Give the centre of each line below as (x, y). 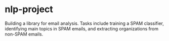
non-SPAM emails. (24, 34)
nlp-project (29, 9)
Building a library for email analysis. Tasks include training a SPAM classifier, (84, 23)
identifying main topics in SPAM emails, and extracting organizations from (82, 28)
